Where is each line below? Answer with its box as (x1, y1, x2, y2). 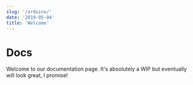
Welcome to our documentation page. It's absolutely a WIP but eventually (6, 65, 187, 72)
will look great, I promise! (6, 72, 68, 79)
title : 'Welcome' (6, 20, 50, 26)
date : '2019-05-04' (6, 14, 55, 20)
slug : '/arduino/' (6, 8, 52, 15)
